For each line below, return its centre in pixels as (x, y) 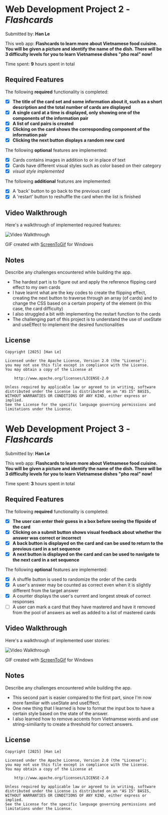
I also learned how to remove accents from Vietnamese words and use (86, 719)
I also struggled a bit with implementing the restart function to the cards (87, 314)
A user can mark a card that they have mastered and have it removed (84, 607)
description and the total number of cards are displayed (72, 107)
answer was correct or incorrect (47, 537)
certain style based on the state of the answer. (60, 713)
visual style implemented (38, 171)
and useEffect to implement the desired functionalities (68, 324)
